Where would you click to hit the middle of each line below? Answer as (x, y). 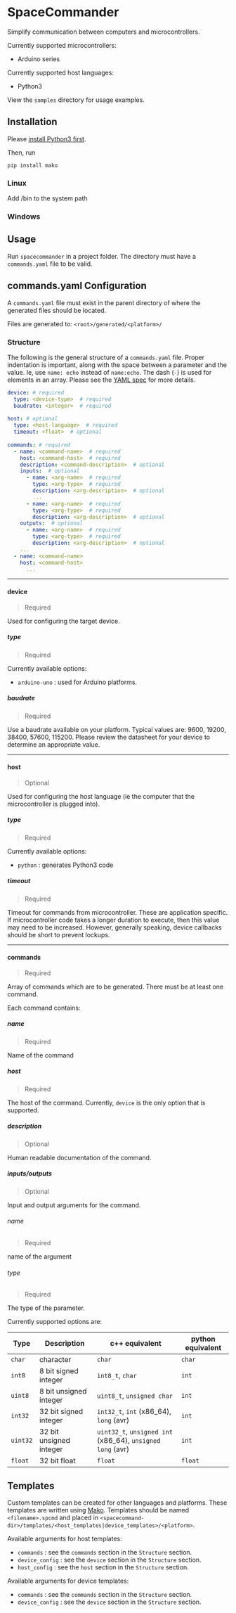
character (55, 1360)
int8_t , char (117, 1375)
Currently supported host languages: (61, 72)
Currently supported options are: (55, 1322)
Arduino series (39, 59)
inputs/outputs (30, 1174)
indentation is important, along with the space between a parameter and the (117, 365)
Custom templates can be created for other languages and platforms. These (117, 1503)
